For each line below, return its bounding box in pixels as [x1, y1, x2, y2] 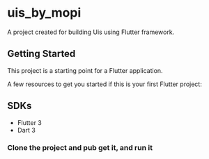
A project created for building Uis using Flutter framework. [7, 28, 175, 36]
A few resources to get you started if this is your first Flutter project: [7, 80, 202, 88]
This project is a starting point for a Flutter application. [7, 66, 163, 74]
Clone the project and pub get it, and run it [7, 143, 153, 153]
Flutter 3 [17, 118, 42, 126]
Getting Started [7, 48, 76, 60]
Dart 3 [17, 126, 36, 134]
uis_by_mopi [7, 5, 82, 21]
